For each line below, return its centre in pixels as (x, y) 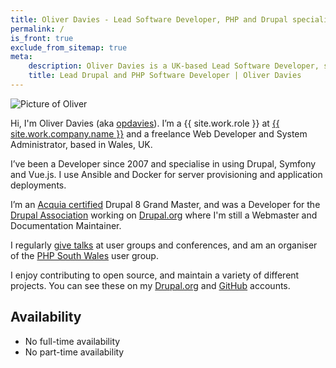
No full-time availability (72, 341)
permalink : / (37, 29)
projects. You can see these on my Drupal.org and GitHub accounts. (150, 285)
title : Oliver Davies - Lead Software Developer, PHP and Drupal (149, 19)
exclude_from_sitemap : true (69, 47)
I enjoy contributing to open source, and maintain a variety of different (155, 275)
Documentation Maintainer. (66, 225)
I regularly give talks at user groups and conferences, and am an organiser (164, 245)
